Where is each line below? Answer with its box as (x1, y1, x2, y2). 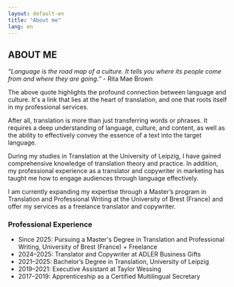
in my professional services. (8, 103, 89, 111)
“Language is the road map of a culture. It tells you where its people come (8, 67, 222, 76)
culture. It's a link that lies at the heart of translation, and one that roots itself (8, 95, 227, 104)
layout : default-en (8, 10, 65, 17)
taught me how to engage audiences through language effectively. (8, 174, 199, 183)
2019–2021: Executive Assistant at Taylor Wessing (17, 265, 162, 273)
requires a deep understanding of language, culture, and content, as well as (8, 124, 226, 132)
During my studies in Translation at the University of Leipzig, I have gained (8, 152, 221, 161)
